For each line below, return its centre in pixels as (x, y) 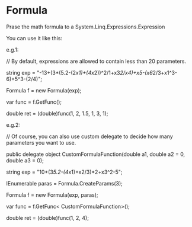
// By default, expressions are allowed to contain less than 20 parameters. (96, 61)
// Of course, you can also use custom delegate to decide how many (89, 136)
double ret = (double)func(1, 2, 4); (47, 218)
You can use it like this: (34, 38)
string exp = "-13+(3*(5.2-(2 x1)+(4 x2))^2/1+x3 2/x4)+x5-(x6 (79, 72)
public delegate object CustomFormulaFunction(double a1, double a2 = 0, (96, 154)
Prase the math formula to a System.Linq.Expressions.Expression (86, 27)
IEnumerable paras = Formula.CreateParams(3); (65, 183)
